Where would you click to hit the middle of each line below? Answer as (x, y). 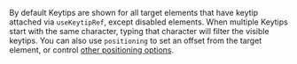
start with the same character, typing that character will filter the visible (139, 31)
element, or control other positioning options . (92, 50)
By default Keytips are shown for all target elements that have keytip (134, 13)
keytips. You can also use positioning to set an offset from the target (136, 40)
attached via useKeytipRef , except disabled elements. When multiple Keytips (148, 22)
